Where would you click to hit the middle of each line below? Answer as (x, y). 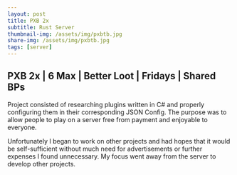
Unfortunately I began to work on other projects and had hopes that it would (119, 141)
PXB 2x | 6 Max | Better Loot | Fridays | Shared (112, 76)
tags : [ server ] (30, 47)
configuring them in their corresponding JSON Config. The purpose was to (117, 112)
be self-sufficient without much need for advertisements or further (105, 149)
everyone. (22, 127)
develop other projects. (42, 164)
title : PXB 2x (28, 21)
